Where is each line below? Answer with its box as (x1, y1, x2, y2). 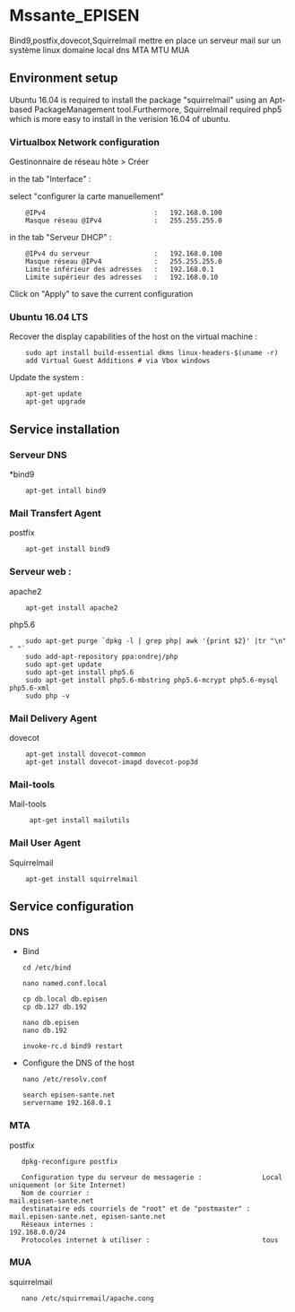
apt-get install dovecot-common (25, 750, 146, 759)
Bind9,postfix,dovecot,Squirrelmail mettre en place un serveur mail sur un (9, 35, 282, 46)
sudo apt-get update (25, 660, 102, 669)
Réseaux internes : (21, 1220, 94, 1229)
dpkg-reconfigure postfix (21, 1157, 118, 1166)
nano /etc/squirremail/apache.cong (21, 1293, 154, 1303)
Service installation (9, 421, 120, 437)
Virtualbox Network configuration (9, 135, 160, 148)
